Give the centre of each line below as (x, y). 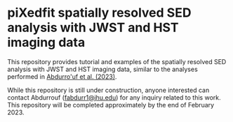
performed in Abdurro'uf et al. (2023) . (62, 76)
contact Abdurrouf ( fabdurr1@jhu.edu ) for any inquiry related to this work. (114, 97)
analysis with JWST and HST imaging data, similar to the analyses (102, 69)
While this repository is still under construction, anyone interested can (108, 90)
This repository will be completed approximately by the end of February (111, 105)
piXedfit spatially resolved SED (99, 13)
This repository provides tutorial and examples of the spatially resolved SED (117, 61)
